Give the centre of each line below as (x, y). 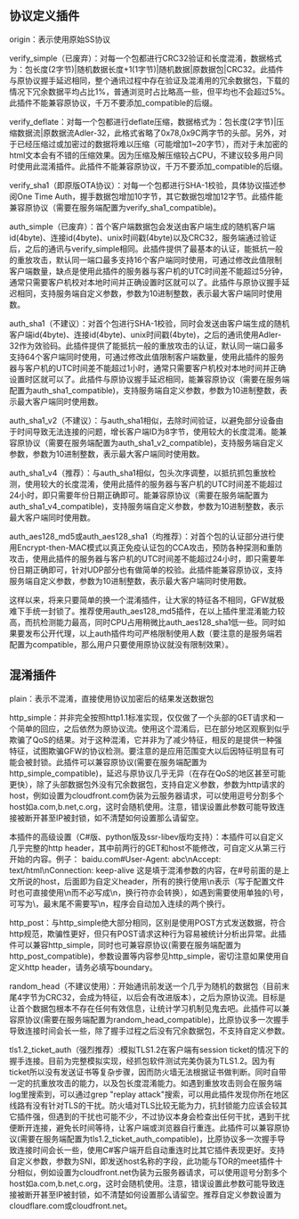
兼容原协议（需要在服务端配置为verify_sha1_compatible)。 (115, 207)
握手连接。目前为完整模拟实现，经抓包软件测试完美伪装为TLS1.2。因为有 (142, 1060)
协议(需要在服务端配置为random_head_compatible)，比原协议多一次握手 (157, 1019)
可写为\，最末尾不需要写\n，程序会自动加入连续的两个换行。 (120, 903)
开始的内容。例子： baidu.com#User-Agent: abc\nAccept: (115, 859)
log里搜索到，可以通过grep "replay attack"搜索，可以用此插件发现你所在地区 (149, 1094)
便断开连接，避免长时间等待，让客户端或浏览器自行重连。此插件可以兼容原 (145, 1127)
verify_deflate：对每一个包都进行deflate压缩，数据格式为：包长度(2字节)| (143, 121)
